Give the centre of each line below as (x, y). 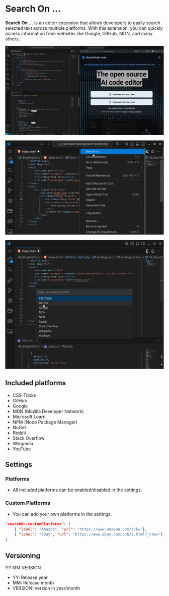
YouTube (22, 449)
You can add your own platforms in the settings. (62, 514)
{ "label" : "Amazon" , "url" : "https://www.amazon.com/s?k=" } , (81, 529)
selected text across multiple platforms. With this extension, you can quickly (84, 28)
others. (13, 39)
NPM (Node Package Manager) (45, 422)
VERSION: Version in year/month (46, 588)
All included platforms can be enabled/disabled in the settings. (77, 490)
